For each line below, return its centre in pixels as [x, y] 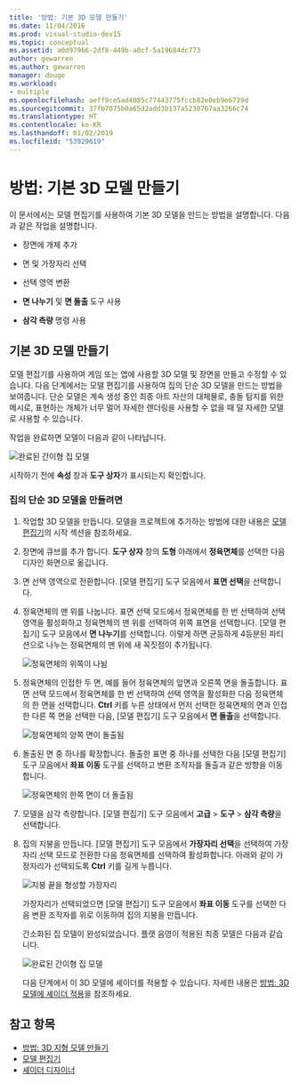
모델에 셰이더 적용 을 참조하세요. [77, 993]
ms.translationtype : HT [53, 116]
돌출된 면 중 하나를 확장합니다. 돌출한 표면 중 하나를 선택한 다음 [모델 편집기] [154, 753]
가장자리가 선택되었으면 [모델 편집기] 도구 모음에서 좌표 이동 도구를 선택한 [149, 903]
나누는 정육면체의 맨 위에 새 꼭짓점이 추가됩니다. [129, 645]
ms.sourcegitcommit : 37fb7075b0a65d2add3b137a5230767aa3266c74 [129, 108]
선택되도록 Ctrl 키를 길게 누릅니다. [112, 866]
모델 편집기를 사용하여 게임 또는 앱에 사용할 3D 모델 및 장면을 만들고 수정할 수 [144, 373]
